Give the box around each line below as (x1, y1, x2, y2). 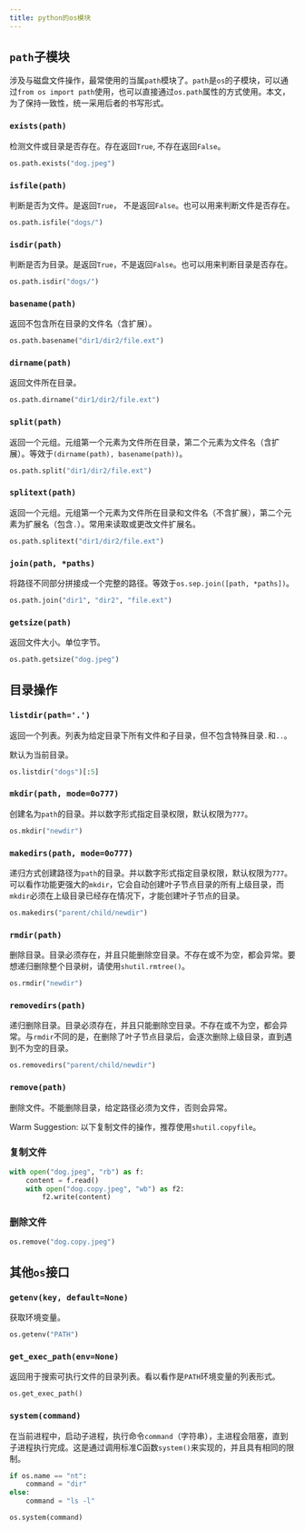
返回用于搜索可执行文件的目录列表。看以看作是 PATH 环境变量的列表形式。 (9, 1371, 280, 1382)
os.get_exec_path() (9, 1389, 84, 1398)
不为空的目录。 (16, 1043, 74, 1054)
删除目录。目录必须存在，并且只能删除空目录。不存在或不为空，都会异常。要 (9, 949, 296, 960)
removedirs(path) (9, 1000, 86, 1010)
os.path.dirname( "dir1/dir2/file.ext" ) (9, 395, 161, 405)
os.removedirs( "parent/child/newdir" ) (9, 1061, 156, 1070)
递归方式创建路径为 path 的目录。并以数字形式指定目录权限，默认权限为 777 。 (9, 867, 293, 878)
